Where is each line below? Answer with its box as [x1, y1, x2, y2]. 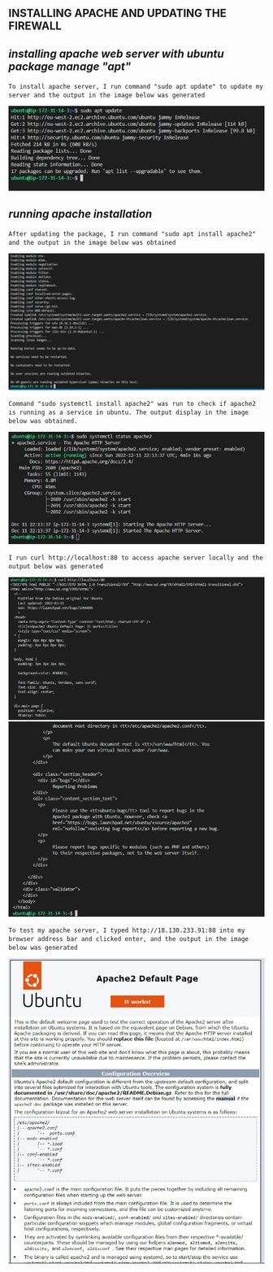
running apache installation [8, 207, 153, 220]
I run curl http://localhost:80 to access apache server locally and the [8, 554, 264, 562]
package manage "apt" [8, 59, 132, 73]
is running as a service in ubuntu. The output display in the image [8, 408, 249, 416]
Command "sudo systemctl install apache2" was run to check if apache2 [8, 399, 256, 407]
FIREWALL [8, 20, 63, 33]
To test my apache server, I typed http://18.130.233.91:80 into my [8, 926, 245, 934]
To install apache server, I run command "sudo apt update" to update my [8, 83, 264, 91]
